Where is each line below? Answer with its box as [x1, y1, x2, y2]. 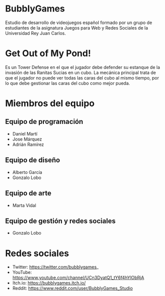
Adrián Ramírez [12, 141, 44, 147]
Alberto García [12, 169, 42, 175]
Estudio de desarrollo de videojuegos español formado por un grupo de [5, 19, 153, 25]
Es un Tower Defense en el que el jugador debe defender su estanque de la [5, 64, 161, 70]
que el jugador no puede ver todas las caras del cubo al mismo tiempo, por [5, 74, 160, 80]
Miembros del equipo [5, 98, 95, 109]
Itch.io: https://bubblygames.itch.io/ [12, 280, 86, 286]
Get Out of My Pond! [5, 48, 91, 59]
